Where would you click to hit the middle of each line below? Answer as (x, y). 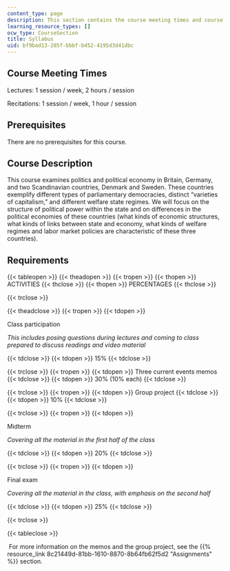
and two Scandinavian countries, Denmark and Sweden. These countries (111, 188)
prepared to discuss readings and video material (76, 345)
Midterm (19, 427)
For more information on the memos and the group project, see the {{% (110, 547)
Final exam (22, 480)
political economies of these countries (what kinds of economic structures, (114, 217)
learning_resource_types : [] (49, 26)
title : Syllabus (30, 39)
